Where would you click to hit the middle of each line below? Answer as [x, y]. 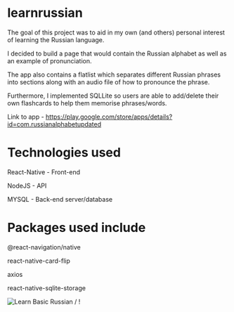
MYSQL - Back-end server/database [60, 199]
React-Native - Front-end [44, 172]
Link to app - [26, 117]
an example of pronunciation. [50, 60]
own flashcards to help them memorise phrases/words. [87, 103]
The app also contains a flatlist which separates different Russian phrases [114, 74]
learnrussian [45, 13]
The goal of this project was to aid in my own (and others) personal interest [116, 32]
